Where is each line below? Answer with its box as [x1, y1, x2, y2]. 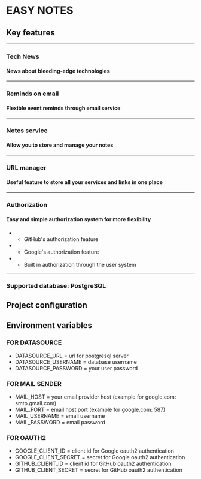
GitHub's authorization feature [23, 235, 99, 243]
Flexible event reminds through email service [6, 104, 121, 112]
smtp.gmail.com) [14, 399, 57, 406]
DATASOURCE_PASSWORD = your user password [14, 364, 138, 372]
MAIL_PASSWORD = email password [14, 418, 106, 426]
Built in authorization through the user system [23, 261, 136, 268]
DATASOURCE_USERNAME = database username [14, 358, 138, 366]
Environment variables [6, 320, 93, 330]
